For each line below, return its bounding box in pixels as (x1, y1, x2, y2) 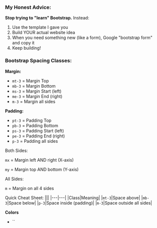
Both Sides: (5, 148, 28, 153)
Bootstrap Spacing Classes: (5, 57, 72, 64)
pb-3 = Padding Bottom (12, 122, 58, 128)
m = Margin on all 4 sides (5, 185, 54, 191)
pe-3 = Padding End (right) (12, 133, 65, 139)
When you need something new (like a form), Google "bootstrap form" (12, 35, 153, 40)
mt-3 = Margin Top (12, 77, 49, 84)
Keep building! (12, 45, 41, 51)
